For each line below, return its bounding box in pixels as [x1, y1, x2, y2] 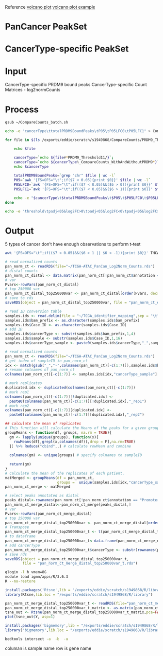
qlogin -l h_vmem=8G [5, 570, 47, 575]
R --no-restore [5, 579, 36, 584]
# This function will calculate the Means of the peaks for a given [5, 426, 147, 431]
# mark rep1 [5, 390, 29, 394]
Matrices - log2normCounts [5, 87, 61, 93]
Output [5, 225, 34, 236]
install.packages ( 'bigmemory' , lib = [5, 623, 79, 628]
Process [5, 104, 39, 115]
